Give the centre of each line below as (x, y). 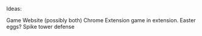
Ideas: (14, 9)
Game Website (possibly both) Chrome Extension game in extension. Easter (101, 20)
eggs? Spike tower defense (40, 27)
